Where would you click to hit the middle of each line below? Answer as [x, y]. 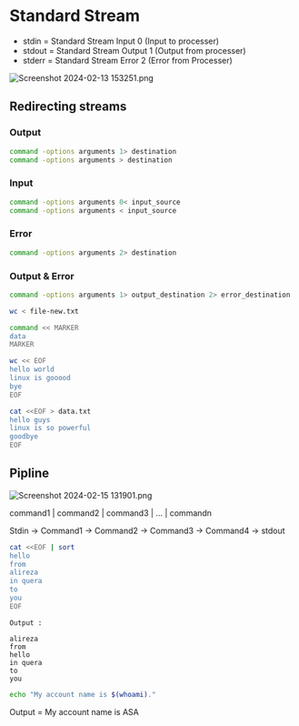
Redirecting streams [68, 107]
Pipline [30, 474]
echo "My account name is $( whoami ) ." [83, 694]
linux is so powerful [50, 429]
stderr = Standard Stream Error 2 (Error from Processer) [128, 60]
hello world [32, 369]
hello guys [30, 419]
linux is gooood [40, 378]
